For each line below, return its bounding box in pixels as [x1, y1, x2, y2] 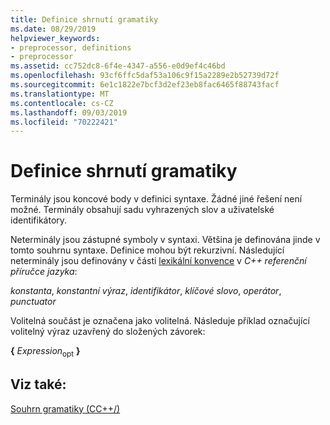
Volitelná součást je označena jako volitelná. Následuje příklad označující [10, 315, 310, 327]
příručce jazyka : [10, 266, 78, 278]
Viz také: [10, 376, 67, 393]
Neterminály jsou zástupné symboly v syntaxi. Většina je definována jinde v [10, 234, 321, 246]
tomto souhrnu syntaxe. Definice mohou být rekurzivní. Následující [10, 244, 285, 256]
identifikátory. [10, 214, 68, 226]
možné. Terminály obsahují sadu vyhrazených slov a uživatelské [10, 204, 275, 216]
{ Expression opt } [10, 345, 81, 359]
